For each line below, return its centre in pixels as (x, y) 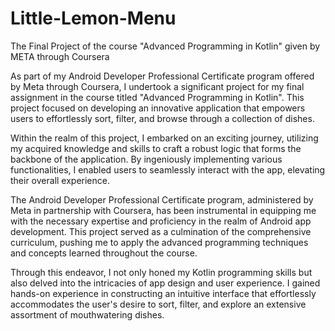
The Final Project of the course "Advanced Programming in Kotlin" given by (165, 46)
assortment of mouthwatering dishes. (87, 314)
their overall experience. (60, 180)
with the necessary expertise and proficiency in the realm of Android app (161, 221)
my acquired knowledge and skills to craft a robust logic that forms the (156, 148)
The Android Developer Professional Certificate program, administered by (162, 199)
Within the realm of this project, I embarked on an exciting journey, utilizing (164, 138)
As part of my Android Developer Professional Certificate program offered (162, 76)
